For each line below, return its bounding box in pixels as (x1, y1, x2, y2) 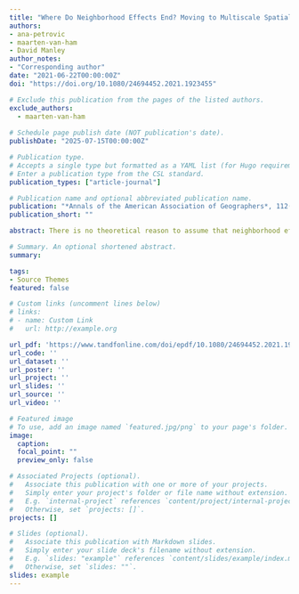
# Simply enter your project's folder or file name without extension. (9, 488, 289, 497)
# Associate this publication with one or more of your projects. (9, 480, 269, 489)
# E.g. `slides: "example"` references (9, 554, 166, 563)
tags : (9, 266, 29, 276)
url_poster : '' (9, 365, 66, 374)
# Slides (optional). (9, 529, 90, 539)
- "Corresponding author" (9, 63, 105, 72)
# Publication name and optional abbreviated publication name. (9, 193, 253, 203)
